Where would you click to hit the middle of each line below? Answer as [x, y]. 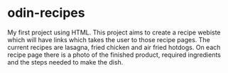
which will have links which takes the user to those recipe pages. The [109, 39]
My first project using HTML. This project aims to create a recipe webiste [114, 32]
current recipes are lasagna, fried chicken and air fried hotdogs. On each [114, 47]
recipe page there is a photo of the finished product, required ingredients [114, 55]
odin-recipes [46, 13]
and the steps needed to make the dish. [65, 62]
